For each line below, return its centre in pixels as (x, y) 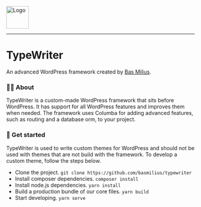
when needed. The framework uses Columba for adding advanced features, (100, 113)
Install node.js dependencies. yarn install (68, 185)
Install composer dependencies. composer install (77, 178)
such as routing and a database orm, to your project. (71, 120)
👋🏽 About (20, 87)
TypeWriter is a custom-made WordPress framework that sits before (90, 101)
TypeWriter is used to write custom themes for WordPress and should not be (100, 148)
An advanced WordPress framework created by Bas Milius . (79, 72)
